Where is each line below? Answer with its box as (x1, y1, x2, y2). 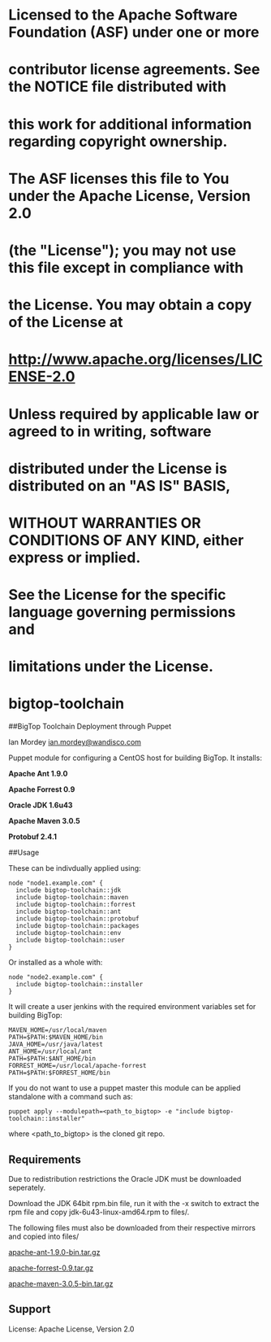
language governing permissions (8, 603, 236, 622)
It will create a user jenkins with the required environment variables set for (8, 1002, 256, 1012)
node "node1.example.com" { (8, 879, 104, 888)
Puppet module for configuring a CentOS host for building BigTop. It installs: (8, 753, 262, 763)
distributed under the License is (8, 459, 227, 478)
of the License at (8, 313, 123, 331)
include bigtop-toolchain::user (15, 936, 126, 945)
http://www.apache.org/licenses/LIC (8, 350, 263, 369)
